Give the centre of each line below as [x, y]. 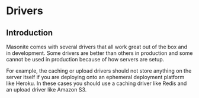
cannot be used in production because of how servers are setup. [85, 59]
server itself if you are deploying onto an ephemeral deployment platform [95, 77]
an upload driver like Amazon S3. [46, 89]
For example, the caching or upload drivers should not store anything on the [99, 71]
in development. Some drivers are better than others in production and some [99, 53]
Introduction [30, 33]
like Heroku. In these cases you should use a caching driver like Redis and [97, 83]
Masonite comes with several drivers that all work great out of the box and [97, 47]
